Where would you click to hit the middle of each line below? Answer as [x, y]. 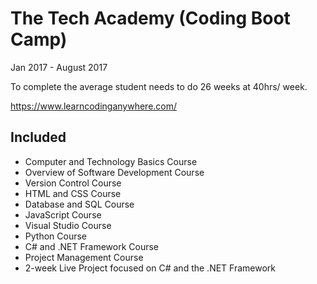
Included [38, 137]
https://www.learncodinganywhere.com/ [94, 106]
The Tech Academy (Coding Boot [150, 18]
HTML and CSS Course [73, 193]
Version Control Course [73, 183]
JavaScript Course [63, 214]
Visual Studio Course [68, 225]
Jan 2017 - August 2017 [59, 67]
